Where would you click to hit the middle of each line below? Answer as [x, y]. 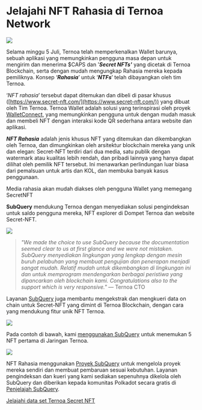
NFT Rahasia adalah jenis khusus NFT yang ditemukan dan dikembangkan [99, 139]
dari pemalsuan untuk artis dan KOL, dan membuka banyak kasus [87, 170]
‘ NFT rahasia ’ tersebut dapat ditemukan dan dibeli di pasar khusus [89, 95]
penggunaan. [23, 177]
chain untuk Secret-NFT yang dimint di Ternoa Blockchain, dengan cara [95, 305]
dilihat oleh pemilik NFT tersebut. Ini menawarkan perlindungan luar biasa [97, 164]
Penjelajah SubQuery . [33, 389]
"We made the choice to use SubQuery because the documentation [105, 242]
